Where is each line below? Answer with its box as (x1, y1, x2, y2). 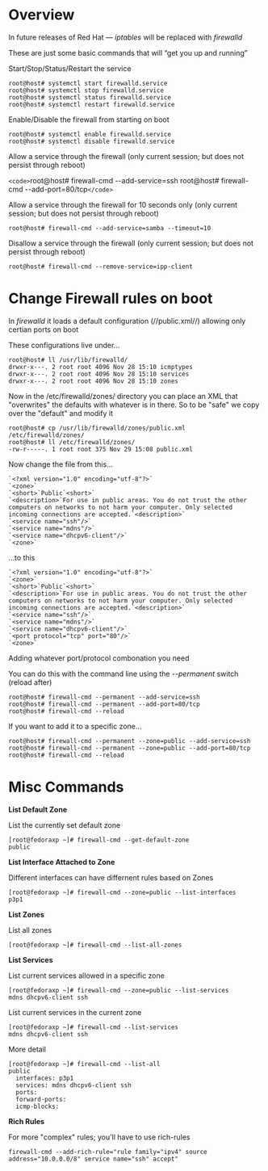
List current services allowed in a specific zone (8, 971, 165, 980)
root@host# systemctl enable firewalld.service (8, 130, 172, 138)
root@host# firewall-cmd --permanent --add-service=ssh (8, 693, 200, 701)
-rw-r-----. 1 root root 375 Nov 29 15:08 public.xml (8, 445, 194, 453)
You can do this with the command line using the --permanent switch (8, 669, 239, 678)
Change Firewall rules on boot (8, 289, 213, 308)
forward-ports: (15, 1095, 67, 1103)
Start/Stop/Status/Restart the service (8, 63, 132, 73)
